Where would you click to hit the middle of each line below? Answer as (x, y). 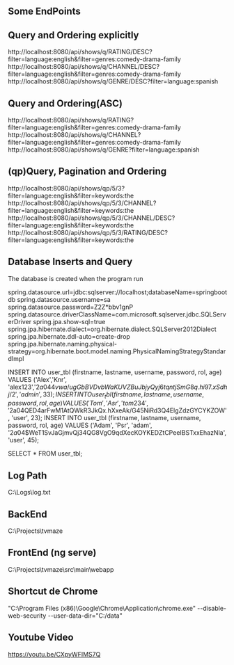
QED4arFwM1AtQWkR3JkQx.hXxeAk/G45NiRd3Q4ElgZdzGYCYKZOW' (125, 410)
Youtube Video (41, 638)
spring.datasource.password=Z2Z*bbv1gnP (71, 307)
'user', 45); (23, 440)
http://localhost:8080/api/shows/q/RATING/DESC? (80, 52)
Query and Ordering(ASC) (65, 103)
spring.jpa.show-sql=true (69, 321)
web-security (27, 616)
